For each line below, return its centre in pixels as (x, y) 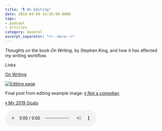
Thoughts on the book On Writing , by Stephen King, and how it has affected (81, 50)
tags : (10, 18)
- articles (16, 28)
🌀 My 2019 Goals (22, 103)
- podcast (15, 23)
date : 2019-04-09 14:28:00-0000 (38, 14)
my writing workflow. (26, 55)
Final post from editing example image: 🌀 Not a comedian (62, 93)
